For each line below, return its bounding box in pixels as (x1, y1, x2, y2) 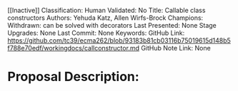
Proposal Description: (7, 69, 139, 85)
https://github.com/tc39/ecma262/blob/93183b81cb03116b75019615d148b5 (7, 36, 231, 45)
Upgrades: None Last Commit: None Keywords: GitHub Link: (7, 28, 185, 37)
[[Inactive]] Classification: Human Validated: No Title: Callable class (7, 6, 206, 14)
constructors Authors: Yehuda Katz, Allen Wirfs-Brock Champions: (7, 14, 204, 22)
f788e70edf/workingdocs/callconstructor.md (7, 44, 139, 52)
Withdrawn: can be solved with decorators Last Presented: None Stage (7, 21, 217, 29)
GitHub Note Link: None (140, 44, 211, 52)
